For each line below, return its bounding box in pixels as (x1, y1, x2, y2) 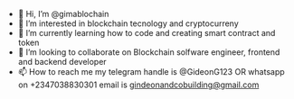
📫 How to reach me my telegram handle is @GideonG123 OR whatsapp (17, 67, 285, 76)
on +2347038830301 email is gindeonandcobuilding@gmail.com (17, 79, 260, 90)
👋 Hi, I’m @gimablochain (17, 9, 109, 19)
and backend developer (17, 57, 107, 67)
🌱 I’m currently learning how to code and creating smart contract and (17, 28, 276, 38)
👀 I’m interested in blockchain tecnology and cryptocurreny (17, 18, 240, 29)
